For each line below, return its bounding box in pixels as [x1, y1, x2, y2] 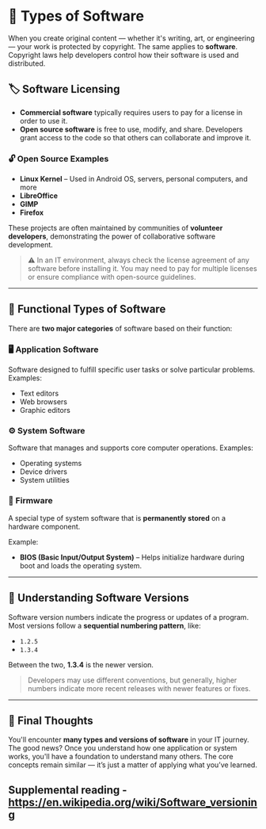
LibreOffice [19, 191, 58, 201]
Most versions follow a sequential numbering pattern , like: [8, 621, 202, 630]
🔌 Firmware [8, 495, 53, 506]
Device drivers [19, 467, 67, 476]
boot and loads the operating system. [19, 560, 142, 570]
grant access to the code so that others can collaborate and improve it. [19, 132, 252, 142]
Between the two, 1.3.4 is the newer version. [8, 659, 154, 669]
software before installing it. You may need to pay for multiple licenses [27, 264, 257, 273]
